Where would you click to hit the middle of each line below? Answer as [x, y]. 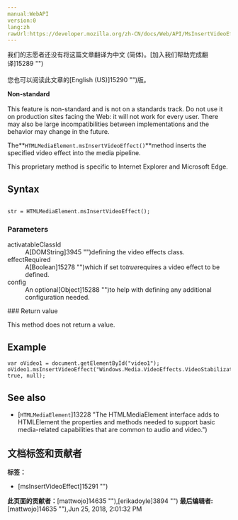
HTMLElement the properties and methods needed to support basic [117, 422]
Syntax [23, 189]
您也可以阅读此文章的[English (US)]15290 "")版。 [79, 80]
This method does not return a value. [61, 325]
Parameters [28, 229]
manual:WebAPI [28, 14]
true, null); [27, 376]
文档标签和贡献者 [45, 454]
